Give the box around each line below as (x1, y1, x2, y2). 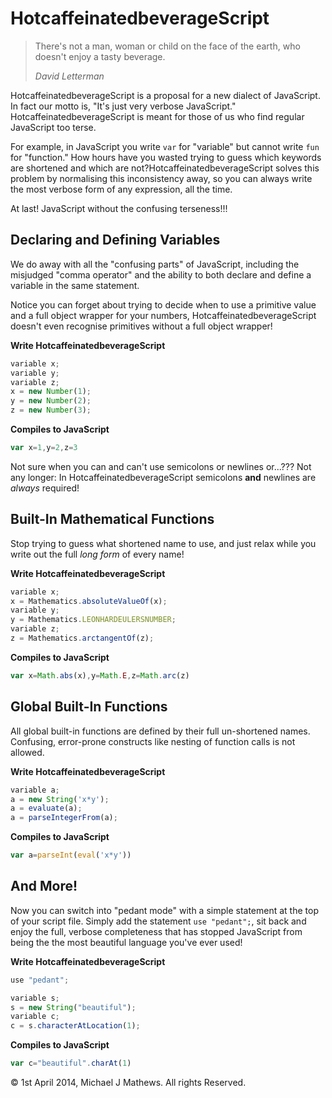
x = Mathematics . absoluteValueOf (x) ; (10, 596, 168, 606)
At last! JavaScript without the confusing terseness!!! (10, 202, 228, 214)
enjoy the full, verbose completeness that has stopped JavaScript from (10, 925, 303, 937)
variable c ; (10, 1012, 60, 1022)
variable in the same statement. (10, 279, 140, 291)
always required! (10, 482, 80, 494)
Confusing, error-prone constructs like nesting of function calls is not (10, 735, 296, 747)
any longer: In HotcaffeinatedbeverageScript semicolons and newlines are (10, 471, 317, 483)
